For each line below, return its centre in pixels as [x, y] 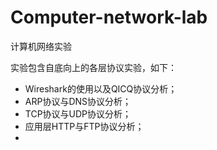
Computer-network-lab [109, 17]
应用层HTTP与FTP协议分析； [84, 126]
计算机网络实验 [41, 46]
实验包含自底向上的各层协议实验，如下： [93, 67]
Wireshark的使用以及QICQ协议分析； [101, 88]
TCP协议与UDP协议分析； [78, 113]
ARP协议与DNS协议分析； [78, 101]
